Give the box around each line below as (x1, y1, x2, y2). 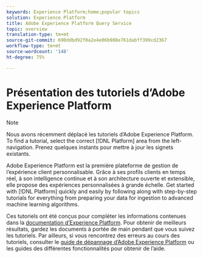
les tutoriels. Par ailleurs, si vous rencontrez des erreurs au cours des (6, 232, 181, 239)
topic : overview (6, 26, 47, 32)
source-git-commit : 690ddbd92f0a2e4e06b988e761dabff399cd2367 (6, 37, 167, 43)
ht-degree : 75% (6, 54, 45, 60)
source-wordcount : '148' (6, 49, 69, 55)
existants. (6, 150, 30, 157)
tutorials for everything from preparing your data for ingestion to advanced (6, 194, 193, 201)
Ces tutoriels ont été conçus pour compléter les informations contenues (6, 212, 187, 220)
